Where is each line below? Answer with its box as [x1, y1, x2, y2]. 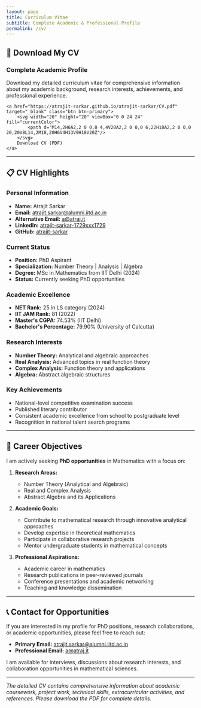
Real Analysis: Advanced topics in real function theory [14, 358, 151, 365]
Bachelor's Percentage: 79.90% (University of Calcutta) [14, 323, 154, 330]
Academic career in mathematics [23, 565, 106, 572]
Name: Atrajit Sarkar [14, 202, 66, 209]
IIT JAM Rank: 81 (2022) [14, 311, 76, 318]
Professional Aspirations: [14, 553, 80, 560]
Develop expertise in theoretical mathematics [23, 529, 136, 536]
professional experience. [6, 92, 68, 99]
